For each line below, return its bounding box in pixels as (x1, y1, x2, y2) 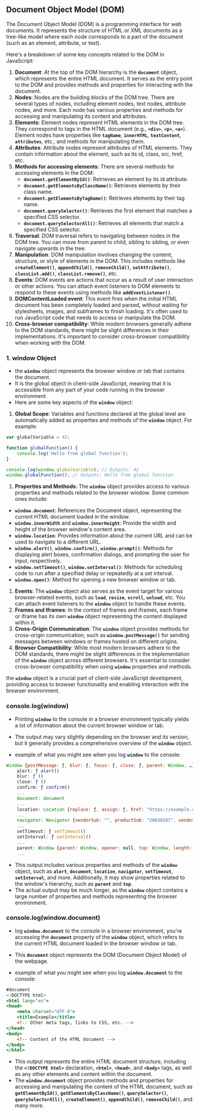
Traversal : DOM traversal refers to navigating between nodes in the (14, 232, 180, 239)
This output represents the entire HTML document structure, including (14, 1058, 187, 1065)
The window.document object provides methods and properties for (14, 1077, 174, 1084)
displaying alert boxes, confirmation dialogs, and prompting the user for (14, 551, 190, 558)
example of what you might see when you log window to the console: (14, 751, 181, 758)
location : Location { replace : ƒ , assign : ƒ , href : (17, 806, 145, 812)
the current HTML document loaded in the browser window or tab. (14, 940, 177, 947)
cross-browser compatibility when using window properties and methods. (14, 663, 192, 670)
